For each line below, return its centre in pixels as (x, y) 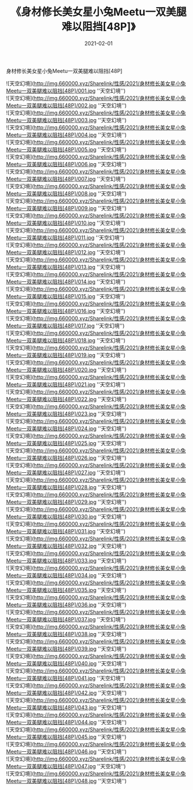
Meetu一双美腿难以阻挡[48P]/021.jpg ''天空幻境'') (66, 384)
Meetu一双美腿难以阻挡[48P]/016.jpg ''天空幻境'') (66, 311)
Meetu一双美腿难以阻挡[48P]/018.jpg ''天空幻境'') (66, 340)
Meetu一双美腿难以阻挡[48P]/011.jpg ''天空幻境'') (65, 237)
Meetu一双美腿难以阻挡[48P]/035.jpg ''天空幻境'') (66, 590)
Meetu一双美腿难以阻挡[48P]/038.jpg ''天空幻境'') (66, 634)
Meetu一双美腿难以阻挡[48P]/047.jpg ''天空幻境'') (66, 766)
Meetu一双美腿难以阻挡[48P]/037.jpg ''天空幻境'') (66, 619)
